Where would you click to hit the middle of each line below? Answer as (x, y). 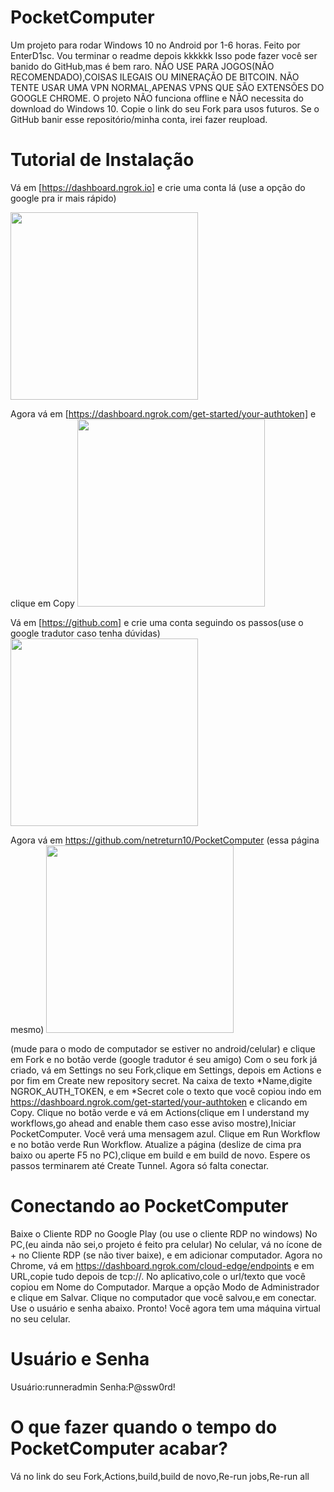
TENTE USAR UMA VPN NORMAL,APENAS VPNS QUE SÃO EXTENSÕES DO (167, 87)
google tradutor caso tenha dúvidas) (85, 633)
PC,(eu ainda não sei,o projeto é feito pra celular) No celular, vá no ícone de (166, 1244)
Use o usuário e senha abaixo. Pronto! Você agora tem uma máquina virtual (165, 1308)
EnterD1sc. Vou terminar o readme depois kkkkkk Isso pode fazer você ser (164, 55)
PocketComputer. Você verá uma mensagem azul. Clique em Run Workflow (165, 1133)
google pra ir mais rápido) (63, 198)
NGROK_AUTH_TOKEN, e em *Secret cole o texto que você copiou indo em (166, 1091)
